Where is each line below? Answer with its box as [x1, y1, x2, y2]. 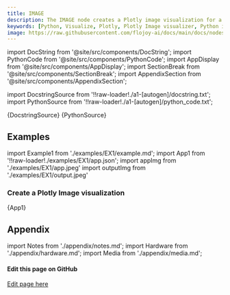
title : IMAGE [7, 10, 44, 17]
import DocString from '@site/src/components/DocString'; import [7, 48, 192, 56]
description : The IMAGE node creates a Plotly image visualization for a [7, 16, 222, 23]
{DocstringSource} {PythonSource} [7, 111, 107, 119]
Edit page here [7, 280, 49, 288]
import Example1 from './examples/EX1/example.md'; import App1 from [7, 149, 205, 158]
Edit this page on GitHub [7, 265, 78, 273]
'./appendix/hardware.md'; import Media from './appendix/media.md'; [7, 249, 203, 257]
